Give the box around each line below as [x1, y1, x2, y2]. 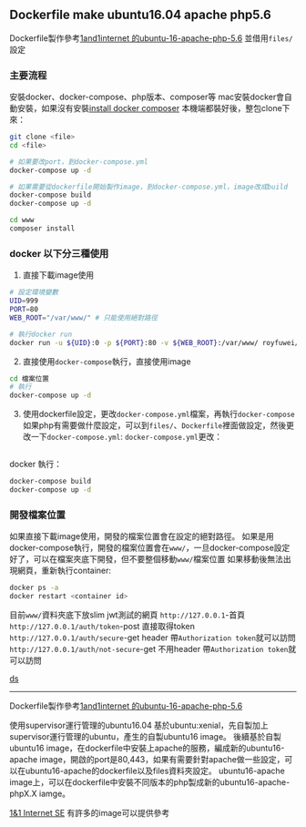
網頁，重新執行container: [16, 565, 112, 577]
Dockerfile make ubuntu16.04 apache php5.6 [9, 7, 271, 23]
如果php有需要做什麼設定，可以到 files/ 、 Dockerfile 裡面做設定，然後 [22, 420, 287, 431]
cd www [9, 216, 35, 225]
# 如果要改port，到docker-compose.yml [9, 157, 148, 167]
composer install [9, 224, 76, 233]
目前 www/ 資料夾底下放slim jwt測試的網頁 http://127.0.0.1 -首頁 [9, 609, 246, 620]
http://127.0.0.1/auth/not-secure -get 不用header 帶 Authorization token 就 [9, 643, 297, 654]
